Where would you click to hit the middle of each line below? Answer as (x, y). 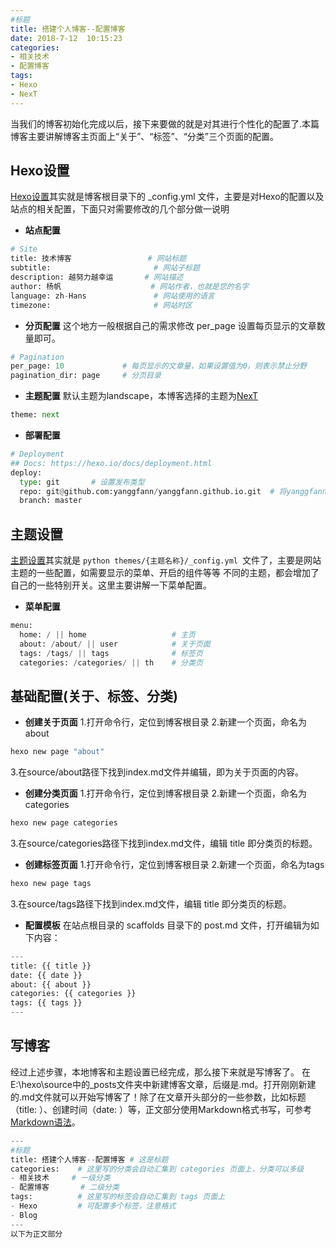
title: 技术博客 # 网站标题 (98, 259)
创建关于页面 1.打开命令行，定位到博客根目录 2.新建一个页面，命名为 (165, 722)
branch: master (51, 501)
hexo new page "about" (57, 752)
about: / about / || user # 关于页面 (115, 644)
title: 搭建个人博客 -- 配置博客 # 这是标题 (89, 1159)
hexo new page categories (64, 823)
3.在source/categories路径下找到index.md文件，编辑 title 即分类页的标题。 (164, 843)
